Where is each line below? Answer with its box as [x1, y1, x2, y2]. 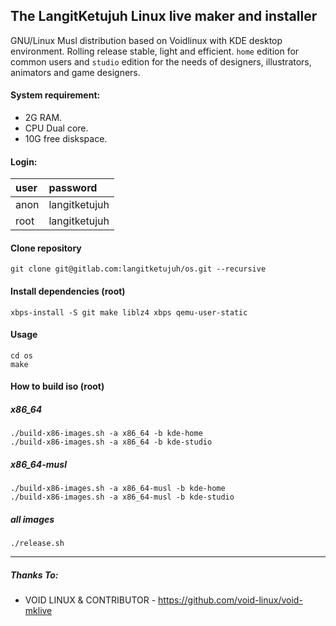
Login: [10, 155, 38, 168]
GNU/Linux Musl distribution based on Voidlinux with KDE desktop [10, 34, 283, 46]
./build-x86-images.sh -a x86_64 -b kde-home [10, 429, 203, 439]
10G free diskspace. [24, 133, 108, 145]
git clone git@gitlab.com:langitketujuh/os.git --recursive [10, 264, 267, 274]
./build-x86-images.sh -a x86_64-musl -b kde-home [10, 484, 226, 494]
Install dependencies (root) [10, 285, 126, 298]
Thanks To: [10, 569, 59, 581]
